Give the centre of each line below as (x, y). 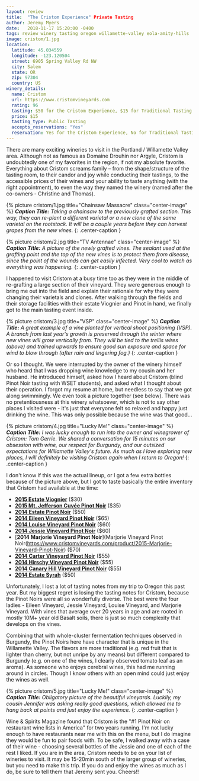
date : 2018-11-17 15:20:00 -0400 (50, 28)
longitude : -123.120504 (41, 56)
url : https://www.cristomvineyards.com (61, 99)
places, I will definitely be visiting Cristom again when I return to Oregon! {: (98, 457)
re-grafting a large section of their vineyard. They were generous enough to (98, 284)
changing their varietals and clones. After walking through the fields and (94, 297)
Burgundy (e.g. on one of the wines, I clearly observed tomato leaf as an (94, 660)
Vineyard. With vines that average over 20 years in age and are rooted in (95, 611)
